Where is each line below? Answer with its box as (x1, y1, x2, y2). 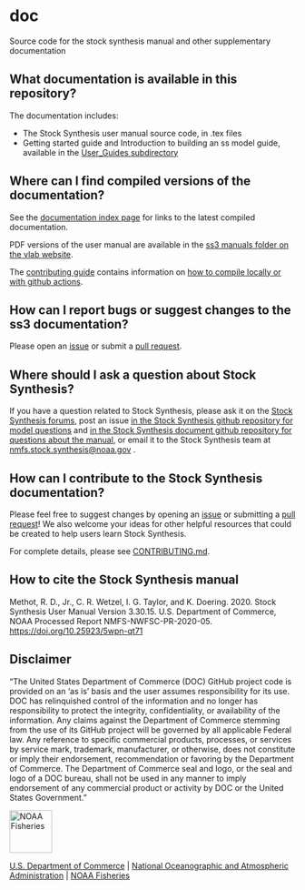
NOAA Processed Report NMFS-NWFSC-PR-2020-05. (9, 615, 213, 626)
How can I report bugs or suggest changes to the (9, 302, 291, 318)
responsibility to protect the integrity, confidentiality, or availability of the (9, 704, 281, 715)
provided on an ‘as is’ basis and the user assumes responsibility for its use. (9, 685, 290, 696)
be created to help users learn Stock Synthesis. (9, 529, 187, 539)
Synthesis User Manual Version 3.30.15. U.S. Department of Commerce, (9, 606, 277, 617)
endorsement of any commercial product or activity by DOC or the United (9, 782, 284, 793)
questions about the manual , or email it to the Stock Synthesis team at (9, 434, 271, 446)
